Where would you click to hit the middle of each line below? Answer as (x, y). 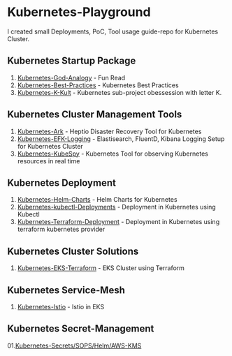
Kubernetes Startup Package (72, 61)
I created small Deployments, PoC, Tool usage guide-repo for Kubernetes (113, 31)
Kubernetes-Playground (79, 12)
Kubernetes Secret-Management (81, 329)
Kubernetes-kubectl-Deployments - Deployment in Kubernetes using (117, 207)
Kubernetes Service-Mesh (66, 290)
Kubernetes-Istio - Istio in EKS (61, 307)
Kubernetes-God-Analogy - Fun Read (71, 77)
